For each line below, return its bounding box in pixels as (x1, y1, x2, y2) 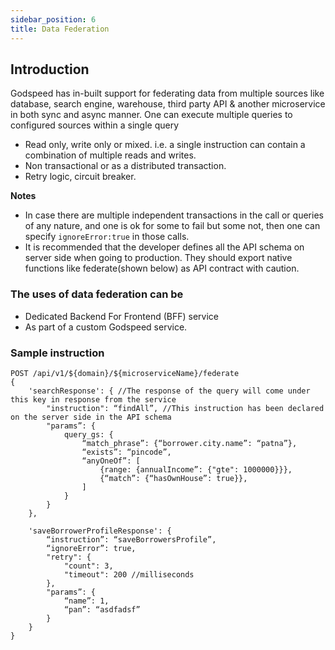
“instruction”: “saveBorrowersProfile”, (46, 534, 217, 545)
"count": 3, (63, 561, 114, 571)
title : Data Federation (10, 24, 110, 34)
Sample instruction (10, 346, 105, 360)
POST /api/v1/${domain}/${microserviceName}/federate (10, 368, 240, 378)
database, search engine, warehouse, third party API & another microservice (10, 98, 326, 110)
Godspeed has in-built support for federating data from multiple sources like (10, 87, 325, 100)
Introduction (10, 61, 90, 78)
